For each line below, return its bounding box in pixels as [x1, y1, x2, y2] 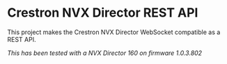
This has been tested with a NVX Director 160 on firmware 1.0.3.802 [7, 49, 203, 57]
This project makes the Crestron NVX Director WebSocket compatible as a [7, 28, 221, 36]
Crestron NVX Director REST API [7, 5, 198, 21]
